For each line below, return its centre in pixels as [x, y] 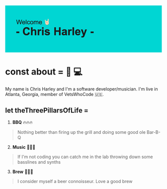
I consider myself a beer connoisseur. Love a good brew [75, 181]
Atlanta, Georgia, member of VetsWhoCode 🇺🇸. [55, 94]
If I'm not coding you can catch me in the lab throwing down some [85, 157]
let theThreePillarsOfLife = [47, 110]
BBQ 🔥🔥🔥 [22, 122]
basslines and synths [39, 162]
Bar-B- [153, 132]
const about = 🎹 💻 [44, 72]
